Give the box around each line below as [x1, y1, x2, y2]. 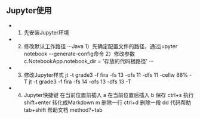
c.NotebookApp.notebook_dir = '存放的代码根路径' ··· [23, 57, 154, 64]
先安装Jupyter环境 [23, 29, 70, 36]
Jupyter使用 [6, 5, 52, 16]
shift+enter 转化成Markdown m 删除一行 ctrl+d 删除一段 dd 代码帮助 [23, 99, 192, 106]
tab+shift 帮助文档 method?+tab [23, 106, 103, 113]
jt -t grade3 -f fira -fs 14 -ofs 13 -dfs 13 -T [29, 78, 131, 85]
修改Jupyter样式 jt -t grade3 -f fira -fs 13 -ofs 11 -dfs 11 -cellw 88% [23, 71, 188, 79]
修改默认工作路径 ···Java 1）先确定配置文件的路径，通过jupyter [23, 42, 178, 49]
